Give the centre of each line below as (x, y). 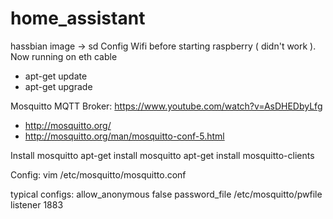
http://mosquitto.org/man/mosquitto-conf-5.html (124, 136)
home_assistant (78, 18)
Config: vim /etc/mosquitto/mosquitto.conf (98, 174)
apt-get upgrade (58, 86)
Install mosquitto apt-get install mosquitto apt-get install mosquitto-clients (162, 155)
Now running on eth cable (64, 56)
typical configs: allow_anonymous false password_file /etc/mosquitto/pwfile (166, 194)
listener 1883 (37, 204)
